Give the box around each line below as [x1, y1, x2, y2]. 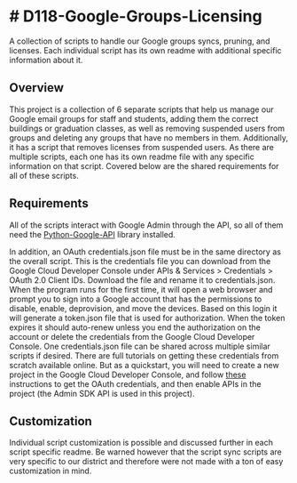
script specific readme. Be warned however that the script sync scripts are [9, 447, 282, 457]
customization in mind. [9, 465, 92, 477]
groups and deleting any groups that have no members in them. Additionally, [9, 132, 288, 143]
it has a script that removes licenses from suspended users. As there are [9, 141, 275, 152]
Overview [9, 80, 65, 95]
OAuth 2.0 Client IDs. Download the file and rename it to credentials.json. [9, 274, 276, 286]
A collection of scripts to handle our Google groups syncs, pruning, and [9, 36, 270, 46]
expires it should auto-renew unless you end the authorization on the [9, 322, 262, 333]
